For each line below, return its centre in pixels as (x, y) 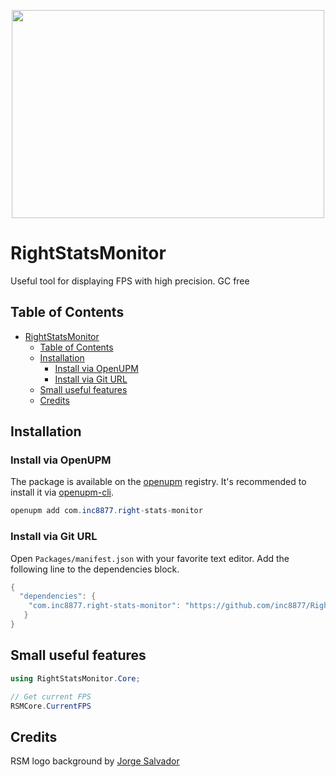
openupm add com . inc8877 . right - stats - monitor (106, 511)
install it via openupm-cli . (62, 492)
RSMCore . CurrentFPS (51, 706)
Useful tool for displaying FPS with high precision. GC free (130, 281)
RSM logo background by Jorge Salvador (95, 761)
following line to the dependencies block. (95, 569)
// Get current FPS (51, 696)
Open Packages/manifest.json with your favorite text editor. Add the (150, 558)
